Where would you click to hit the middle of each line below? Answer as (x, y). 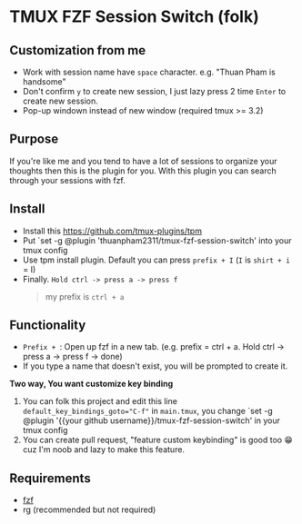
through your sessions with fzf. (67, 180)
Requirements (50, 478)
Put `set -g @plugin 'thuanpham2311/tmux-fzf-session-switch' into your (157, 240)
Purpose (34, 139)
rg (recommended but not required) (89, 509)
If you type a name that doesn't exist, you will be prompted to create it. (155, 366)
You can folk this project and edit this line (100, 401)
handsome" (44, 82)
